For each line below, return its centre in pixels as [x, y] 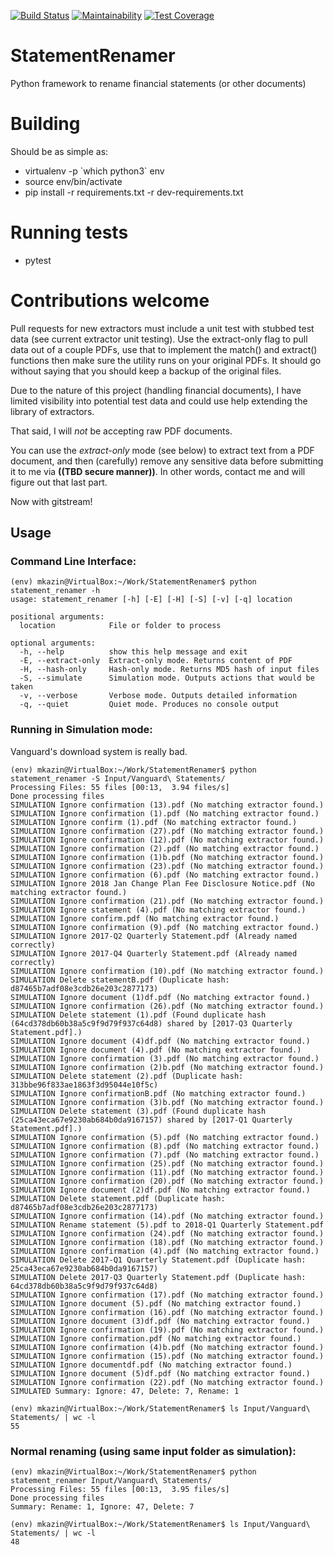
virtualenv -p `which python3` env [94, 171]
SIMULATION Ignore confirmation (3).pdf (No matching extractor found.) [165, 1058]
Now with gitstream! [51, 501]
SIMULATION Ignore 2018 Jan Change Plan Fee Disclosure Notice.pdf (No [162, 883]
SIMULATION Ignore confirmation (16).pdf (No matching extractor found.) [167, 1312]
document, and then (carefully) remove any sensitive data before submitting [167, 461]
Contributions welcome [110, 301]
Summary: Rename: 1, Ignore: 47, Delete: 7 [102, 1507]
